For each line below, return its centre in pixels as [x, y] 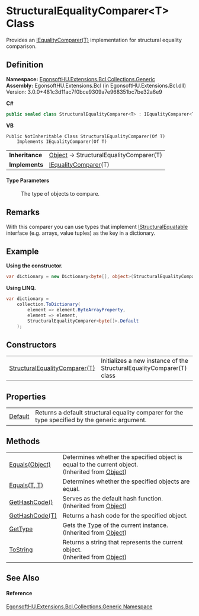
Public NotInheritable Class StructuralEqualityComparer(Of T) [86, 136]
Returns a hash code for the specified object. [125, 516]
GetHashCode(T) [33, 516]
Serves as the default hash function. [113, 499]
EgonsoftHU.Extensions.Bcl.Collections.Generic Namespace [79, 607]
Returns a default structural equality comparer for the [109, 413]
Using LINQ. [21, 288]
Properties [26, 396]
